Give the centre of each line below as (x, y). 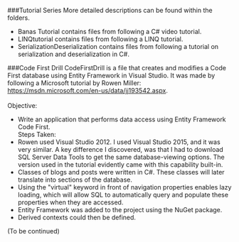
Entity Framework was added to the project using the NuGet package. (120, 210)
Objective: (22, 105)
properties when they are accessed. (70, 202)
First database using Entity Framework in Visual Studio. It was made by (111, 75)
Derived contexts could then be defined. (77, 217)
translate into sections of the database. (75, 180)
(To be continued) (34, 231)
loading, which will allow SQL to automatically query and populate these (123, 195)
